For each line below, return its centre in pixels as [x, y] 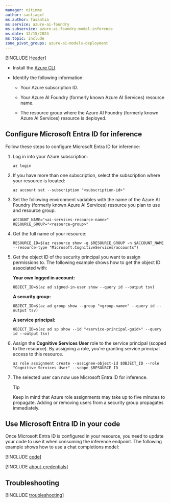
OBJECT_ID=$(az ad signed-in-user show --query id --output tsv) [83, 287]
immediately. [26, 408]
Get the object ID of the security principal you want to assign [77, 257]
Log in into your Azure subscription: [50, 156]
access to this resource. [38, 354]
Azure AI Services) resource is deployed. [63, 118]
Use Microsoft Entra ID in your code [63, 424]
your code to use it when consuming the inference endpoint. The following [84, 442]
